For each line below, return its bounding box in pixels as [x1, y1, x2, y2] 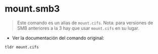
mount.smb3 [5, 3, 60, 15]
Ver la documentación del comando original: [12, 35, 104, 41]
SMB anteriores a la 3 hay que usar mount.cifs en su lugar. [17, 25, 140, 31]
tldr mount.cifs [5, 44, 39, 49]
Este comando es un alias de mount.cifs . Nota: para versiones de [17, 20, 153, 26]
